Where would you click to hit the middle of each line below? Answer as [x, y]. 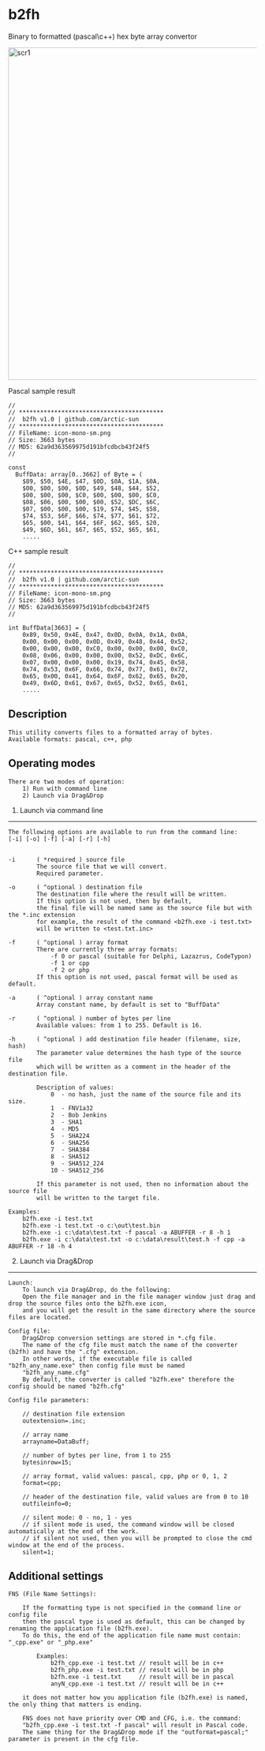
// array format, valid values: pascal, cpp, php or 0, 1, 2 [125, 1476]
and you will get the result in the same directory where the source [139, 1310]
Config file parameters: [49, 1400]
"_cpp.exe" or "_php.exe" [50, 1643]
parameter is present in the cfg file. [74, 1739]
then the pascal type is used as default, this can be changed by [134, 1622]
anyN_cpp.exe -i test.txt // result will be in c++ [137, 1684]
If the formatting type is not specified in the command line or [132, 1608]
